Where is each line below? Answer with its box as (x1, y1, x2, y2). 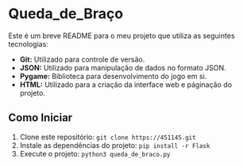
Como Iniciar (8, 111, 73, 125)
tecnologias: (8, 39, 49, 48)
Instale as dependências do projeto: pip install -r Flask (19, 140, 210, 150)
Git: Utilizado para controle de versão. (19, 55, 145, 64)
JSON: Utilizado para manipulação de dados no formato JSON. (19, 62, 226, 72)
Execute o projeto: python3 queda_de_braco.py (19, 149, 171, 158)
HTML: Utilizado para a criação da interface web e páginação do (19, 80, 233, 89)
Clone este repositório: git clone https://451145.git (19, 132, 196, 141)
